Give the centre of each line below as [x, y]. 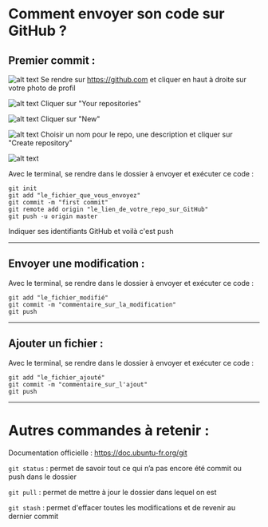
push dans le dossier [43, 477]
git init [23, 188]
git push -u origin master [53, 216]
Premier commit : [52, 60]
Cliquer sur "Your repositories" [91, 103]
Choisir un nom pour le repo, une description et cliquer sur [136, 134]
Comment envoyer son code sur [116, 14]
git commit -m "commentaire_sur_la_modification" [93, 304]
